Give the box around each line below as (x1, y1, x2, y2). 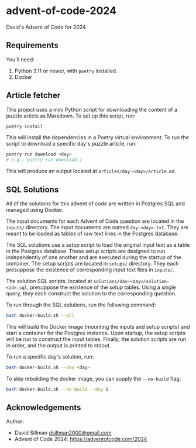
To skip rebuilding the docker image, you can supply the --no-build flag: (6, 375, 181, 382)
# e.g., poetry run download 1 (6, 157, 82, 163)
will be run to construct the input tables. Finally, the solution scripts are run (6, 335, 186, 343)
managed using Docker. (6, 206, 63, 213)
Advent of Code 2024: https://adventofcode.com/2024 (14, 436, 147, 443)
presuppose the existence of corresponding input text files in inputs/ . (6, 266, 174, 273)
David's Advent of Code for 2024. (6, 23, 88, 30)
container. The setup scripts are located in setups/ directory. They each (6, 260, 179, 267)
